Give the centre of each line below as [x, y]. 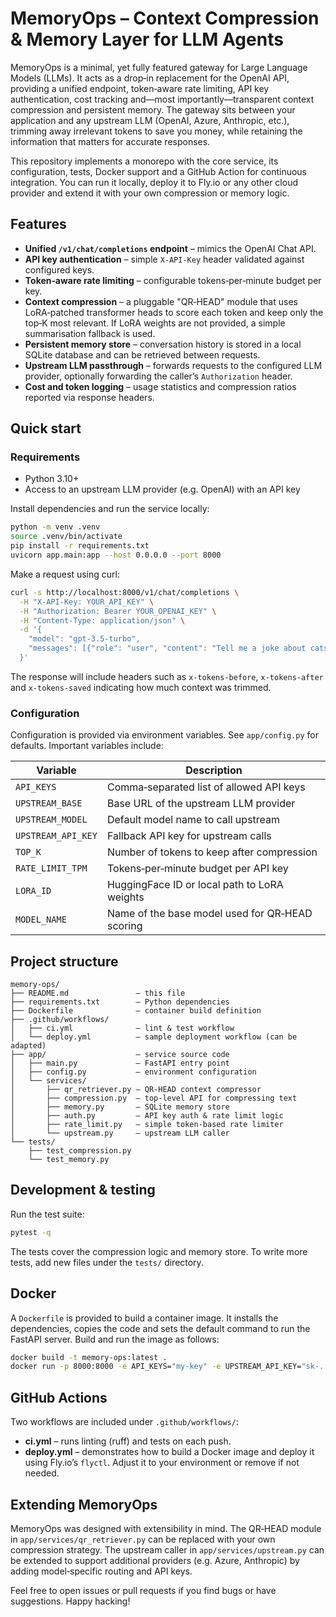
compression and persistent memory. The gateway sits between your [153, 109]
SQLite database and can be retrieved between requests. [142, 354]
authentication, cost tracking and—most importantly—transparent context [162, 99]
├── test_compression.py [80, 1151]
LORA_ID [33, 891]
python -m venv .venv [55, 527]
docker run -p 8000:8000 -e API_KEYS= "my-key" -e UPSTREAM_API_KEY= [156, 1367]
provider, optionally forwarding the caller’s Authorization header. [158, 376]
